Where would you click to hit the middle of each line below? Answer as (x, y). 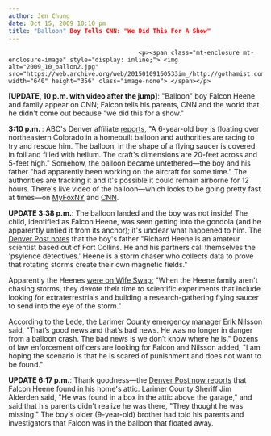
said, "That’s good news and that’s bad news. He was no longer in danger (131, 330)
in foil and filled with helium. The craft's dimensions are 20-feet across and (133, 155)
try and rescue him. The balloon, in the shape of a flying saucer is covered (132, 146)
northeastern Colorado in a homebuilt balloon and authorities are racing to (131, 137)
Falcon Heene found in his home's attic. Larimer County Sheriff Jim (120, 389)
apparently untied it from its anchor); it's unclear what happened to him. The (135, 230)
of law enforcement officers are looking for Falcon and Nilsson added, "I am (134, 347)
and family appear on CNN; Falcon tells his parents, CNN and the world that (134, 105)
